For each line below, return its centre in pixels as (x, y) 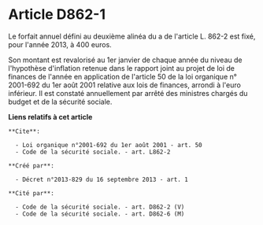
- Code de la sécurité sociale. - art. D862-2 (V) (100, 207)
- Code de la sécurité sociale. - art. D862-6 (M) (100, 214)
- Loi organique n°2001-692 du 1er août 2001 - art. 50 (109, 145)
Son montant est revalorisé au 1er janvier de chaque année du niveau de (125, 60)
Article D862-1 (57, 15)
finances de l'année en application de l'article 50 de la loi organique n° (123, 76)
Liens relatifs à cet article (50, 116)
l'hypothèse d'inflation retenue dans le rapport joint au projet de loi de (121, 68)
